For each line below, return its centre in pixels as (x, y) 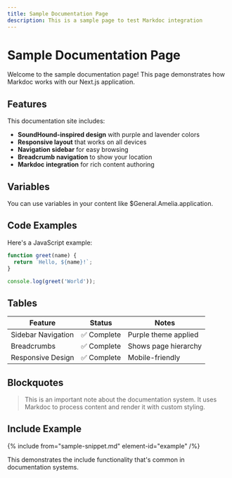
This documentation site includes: (56, 121)
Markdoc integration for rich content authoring (86, 164)
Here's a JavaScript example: (50, 243)
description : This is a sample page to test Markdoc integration (105, 20)
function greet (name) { (42, 255)
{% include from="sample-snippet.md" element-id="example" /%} (104, 446)
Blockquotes (36, 383)
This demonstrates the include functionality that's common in (96, 459)
